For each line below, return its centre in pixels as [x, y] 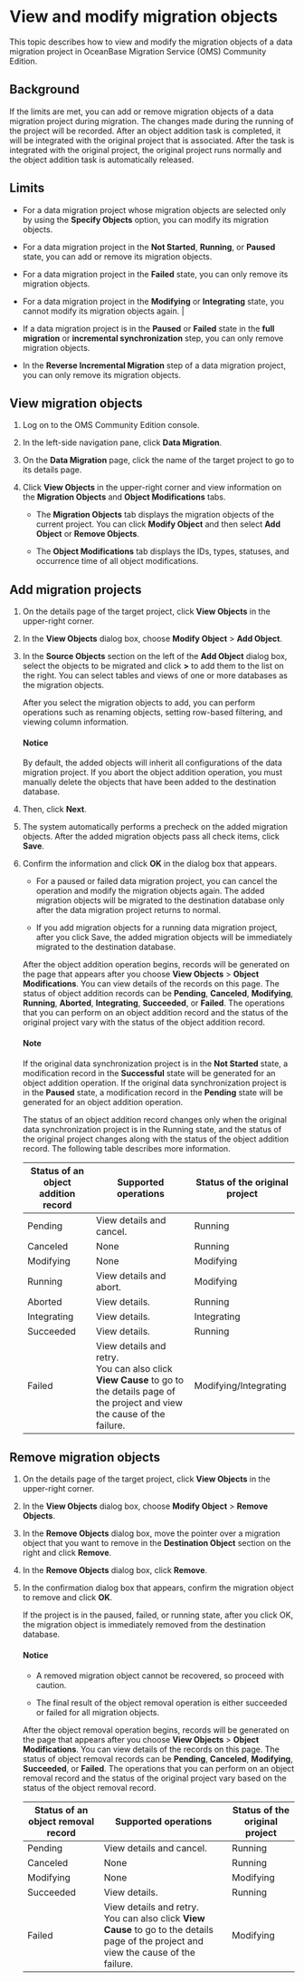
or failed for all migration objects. [98, 1712]
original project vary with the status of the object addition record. [143, 1023]
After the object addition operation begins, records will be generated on [156, 965]
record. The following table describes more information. [126, 1148]
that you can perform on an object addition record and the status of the [155, 1013]
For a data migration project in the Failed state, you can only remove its [155, 274]
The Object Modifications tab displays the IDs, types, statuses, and [162, 551]
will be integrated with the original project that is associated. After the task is [152, 140]
